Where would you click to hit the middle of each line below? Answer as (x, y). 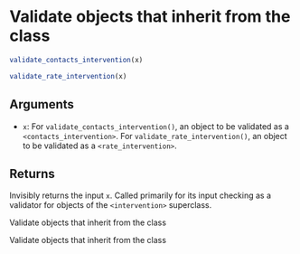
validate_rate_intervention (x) (68, 76)
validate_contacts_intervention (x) (76, 60)
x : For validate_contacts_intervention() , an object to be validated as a (155, 126)
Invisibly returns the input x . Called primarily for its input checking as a (141, 195)
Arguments (42, 104)
